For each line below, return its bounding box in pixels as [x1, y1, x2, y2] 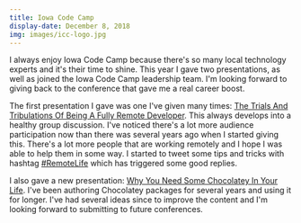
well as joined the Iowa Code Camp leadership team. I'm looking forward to [9, 74, 288, 85]
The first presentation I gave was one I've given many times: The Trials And [9, 101, 288, 111]
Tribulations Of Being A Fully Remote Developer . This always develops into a [9, 110, 292, 121]
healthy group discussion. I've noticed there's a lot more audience [9, 120, 254, 130]
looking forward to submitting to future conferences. [9, 204, 204, 215]
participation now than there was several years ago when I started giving [9, 129, 279, 140]
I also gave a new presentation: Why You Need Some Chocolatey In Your [9, 175, 279, 186]
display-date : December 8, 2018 [9, 22, 130, 31]
